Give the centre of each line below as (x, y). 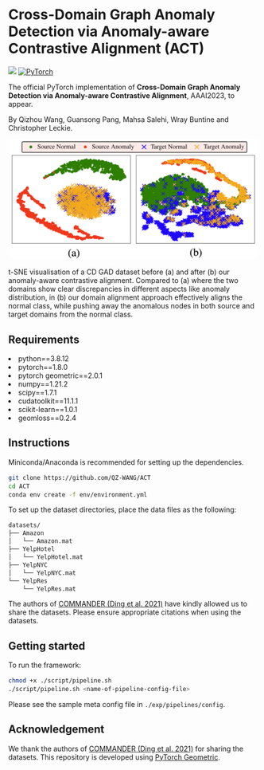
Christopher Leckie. (41, 128)
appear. (21, 104)
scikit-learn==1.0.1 (48, 409)
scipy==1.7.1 (38, 392)
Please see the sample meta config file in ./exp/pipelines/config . (117, 704)
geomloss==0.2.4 (48, 418)
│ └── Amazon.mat (41, 541)
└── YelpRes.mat (50, 589)
